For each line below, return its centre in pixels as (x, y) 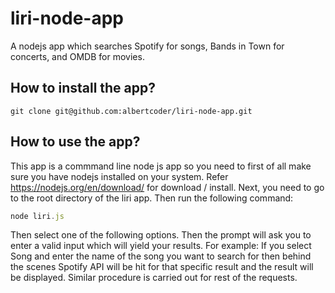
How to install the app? (83, 88)
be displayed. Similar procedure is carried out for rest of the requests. (154, 278)
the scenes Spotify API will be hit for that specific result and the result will (162, 267)
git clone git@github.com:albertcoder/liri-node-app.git (131, 111)
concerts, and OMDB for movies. (77, 56)
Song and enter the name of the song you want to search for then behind (161, 256)
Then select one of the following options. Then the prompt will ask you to (161, 235)
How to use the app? (75, 142)
